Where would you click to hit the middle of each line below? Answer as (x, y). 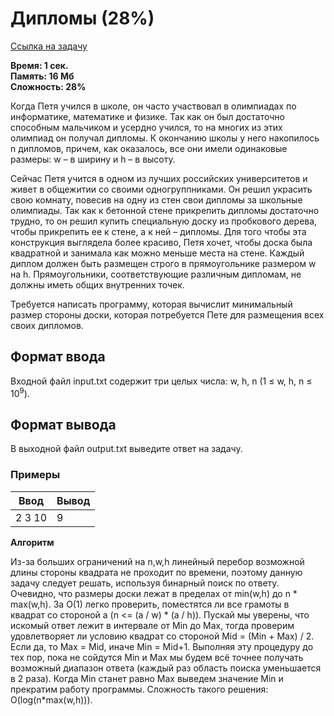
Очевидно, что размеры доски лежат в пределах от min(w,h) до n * (154, 593)
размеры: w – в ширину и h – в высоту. (93, 159)
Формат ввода (58, 357)
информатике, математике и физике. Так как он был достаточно (147, 116)
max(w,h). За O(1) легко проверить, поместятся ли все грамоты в (150, 604)
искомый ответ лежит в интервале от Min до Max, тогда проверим (152, 625)
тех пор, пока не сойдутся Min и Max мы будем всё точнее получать (157, 657)
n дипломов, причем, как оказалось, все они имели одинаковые (149, 148)
